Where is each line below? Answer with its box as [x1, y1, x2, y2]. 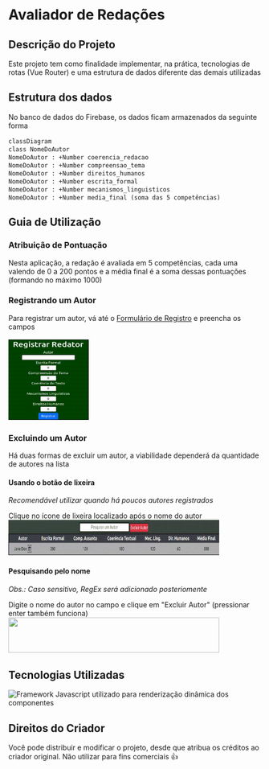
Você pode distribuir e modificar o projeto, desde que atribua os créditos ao [8, 742, 259, 753]
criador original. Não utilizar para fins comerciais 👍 [8, 752, 178, 762]
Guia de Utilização [8, 216, 102, 229]
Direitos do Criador [8, 722, 106, 735]
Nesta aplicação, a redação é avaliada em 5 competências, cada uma [8, 257, 238, 267]
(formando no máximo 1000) [8, 275, 103, 285]
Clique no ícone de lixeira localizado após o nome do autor [8, 511, 202, 520]
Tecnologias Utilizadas [8, 668, 125, 681]
